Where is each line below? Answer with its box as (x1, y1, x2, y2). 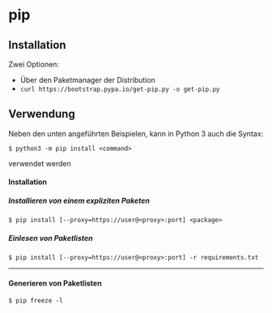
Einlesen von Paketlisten (8, 233, 93, 242)
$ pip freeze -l (8, 296, 63, 305)
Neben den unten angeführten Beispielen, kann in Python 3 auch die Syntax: (8, 128, 264, 139)
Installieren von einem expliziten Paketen (8, 196, 150, 205)
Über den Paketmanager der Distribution (19, 75, 155, 84)
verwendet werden (8, 158, 71, 168)
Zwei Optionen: (8, 59, 59, 69)
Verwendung (8, 107, 75, 121)
